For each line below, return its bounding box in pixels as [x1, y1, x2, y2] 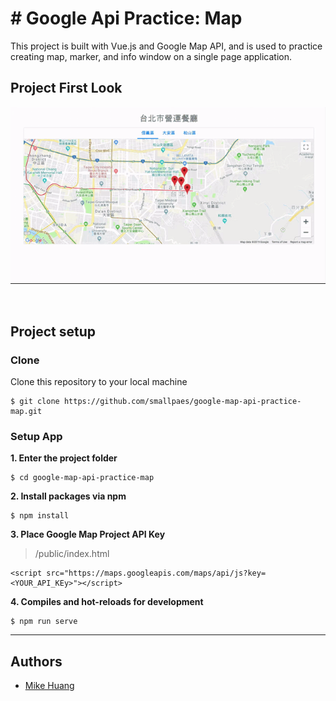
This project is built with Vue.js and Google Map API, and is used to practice [10, 40, 323, 52]
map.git [10, 406, 43, 416]
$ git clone [10, 396, 60, 406]
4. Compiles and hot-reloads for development [10, 596, 204, 608]
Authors [10, 653, 63, 670]
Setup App [10, 429, 63, 443]
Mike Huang [24, 680, 75, 692]
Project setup [10, 323, 97, 340]
